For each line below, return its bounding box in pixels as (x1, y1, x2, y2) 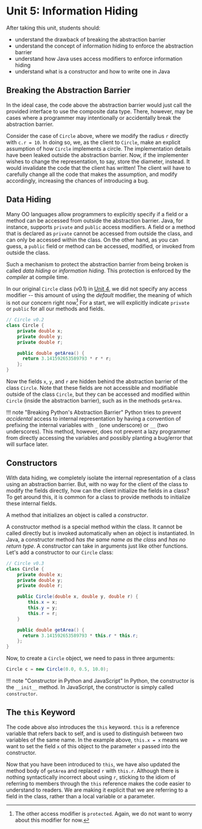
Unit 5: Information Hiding (6, 4, 138, 18)
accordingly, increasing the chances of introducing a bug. (6, 177, 149, 184)
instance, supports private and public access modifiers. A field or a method (6, 223, 195, 230)
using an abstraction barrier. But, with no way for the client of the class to (6, 480, 188, 487)
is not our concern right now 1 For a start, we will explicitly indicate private (6, 298, 190, 306)
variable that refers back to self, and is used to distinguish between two (6, 730, 183, 737)
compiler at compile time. (6, 273, 69, 281)
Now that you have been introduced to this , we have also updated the (6, 760, 180, 768)
